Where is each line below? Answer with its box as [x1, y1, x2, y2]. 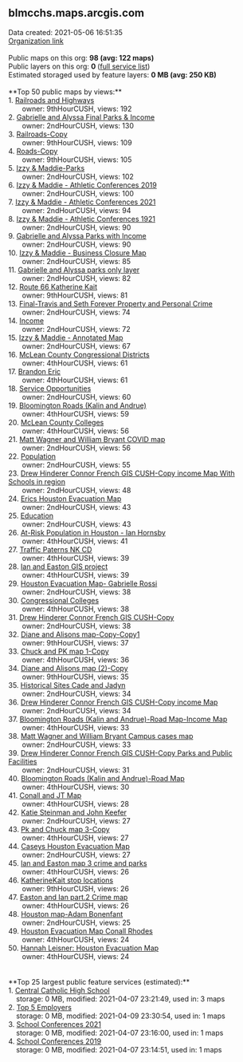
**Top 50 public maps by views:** [8, 87, 122, 97]
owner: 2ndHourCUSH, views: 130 [22, 120, 134, 130]
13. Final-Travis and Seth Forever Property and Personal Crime [8, 298, 213, 308]
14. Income [8, 315, 45, 326]
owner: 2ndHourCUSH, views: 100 [22, 188, 134, 198]
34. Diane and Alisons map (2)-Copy [8, 663, 129, 673]
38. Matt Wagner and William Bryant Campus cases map [8, 731, 194, 740]
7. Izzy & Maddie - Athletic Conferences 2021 [8, 197, 156, 207]
